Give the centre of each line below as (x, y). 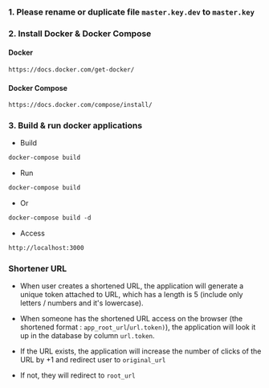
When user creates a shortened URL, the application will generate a (132, 286)
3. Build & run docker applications (75, 125)
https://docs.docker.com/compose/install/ (80, 105)
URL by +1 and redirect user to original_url (93, 360)
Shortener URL (37, 268)
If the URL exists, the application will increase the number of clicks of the (141, 351)
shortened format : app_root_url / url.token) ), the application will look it (138, 327)
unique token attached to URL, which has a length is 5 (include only (131, 295)
